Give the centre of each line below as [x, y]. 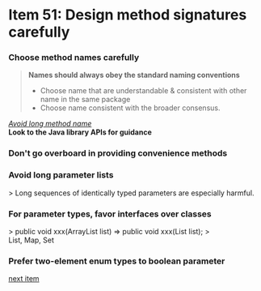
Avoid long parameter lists [61, 175]
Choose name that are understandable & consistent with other [143, 91]
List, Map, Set [32, 240]
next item [24, 279]
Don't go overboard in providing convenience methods [118, 153]
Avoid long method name [50, 124]
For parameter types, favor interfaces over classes [110, 214]
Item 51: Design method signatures [128, 15]
